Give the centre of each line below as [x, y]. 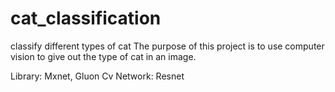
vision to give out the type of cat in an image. [103, 56]
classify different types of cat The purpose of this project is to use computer [167, 46]
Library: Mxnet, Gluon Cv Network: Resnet [97, 76]
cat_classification [86, 18]
